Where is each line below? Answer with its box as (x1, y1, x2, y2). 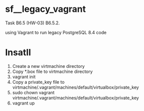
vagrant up (12, 100, 35, 106)
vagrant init (12, 73, 36, 80)
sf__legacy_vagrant (5, 3, 86, 15)
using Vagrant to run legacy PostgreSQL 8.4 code (5, 29, 107, 35)
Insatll (5, 47, 31, 58)
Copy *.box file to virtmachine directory (12, 68, 93, 74)
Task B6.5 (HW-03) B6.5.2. (5, 20, 60, 26)
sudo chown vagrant (12, 89, 55, 95)
